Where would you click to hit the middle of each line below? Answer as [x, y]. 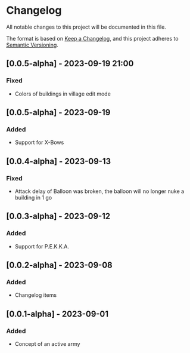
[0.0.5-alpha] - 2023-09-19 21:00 [70, 64]
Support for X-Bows [39, 142]
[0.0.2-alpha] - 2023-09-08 [59, 265]
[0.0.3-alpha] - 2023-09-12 [58, 217]
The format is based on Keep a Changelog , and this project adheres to [92, 38]
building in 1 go [33, 197]
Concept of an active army [47, 344]
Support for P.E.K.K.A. [42, 246]
